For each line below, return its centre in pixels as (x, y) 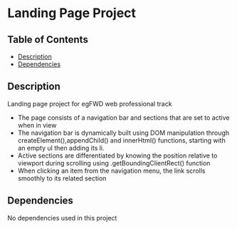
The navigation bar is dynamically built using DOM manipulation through (123, 133)
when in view (37, 125)
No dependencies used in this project (62, 218)
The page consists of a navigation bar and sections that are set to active (123, 117)
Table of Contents (48, 40)
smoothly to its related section (62, 178)
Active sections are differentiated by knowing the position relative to (117, 156)
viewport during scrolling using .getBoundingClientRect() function (114, 163)
